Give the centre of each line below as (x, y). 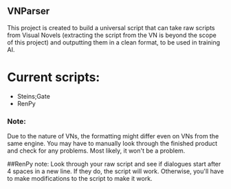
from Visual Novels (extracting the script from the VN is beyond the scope (112, 35)
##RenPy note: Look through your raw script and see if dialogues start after (114, 164)
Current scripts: (54, 77)
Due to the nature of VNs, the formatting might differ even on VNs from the (113, 136)
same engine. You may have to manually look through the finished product (112, 144)
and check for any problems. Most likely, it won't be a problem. (96, 151)
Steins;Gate (33, 96)
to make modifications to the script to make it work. (80, 179)
